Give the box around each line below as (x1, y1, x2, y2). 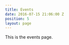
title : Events (5, 7, 34, 12)
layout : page (5, 21, 32, 26)
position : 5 (5, 16, 29, 21)
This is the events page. (5, 34, 53, 40)
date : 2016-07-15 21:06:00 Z (5, 12, 64, 17)
